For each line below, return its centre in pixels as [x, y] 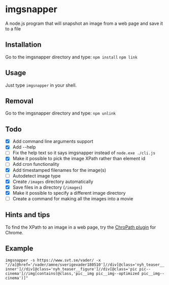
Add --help [24, 147]
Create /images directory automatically [53, 182]
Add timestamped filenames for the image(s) [59, 170]
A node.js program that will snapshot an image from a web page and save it [84, 23]
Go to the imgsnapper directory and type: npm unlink [60, 113]
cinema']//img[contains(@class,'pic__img [50, 273]
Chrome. [14, 232]
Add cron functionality [36, 164]
